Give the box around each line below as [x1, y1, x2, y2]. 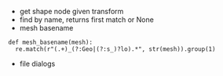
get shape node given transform [19, 7, 124, 16]
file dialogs [19, 59, 56, 68]
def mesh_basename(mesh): [8, 38, 93, 46]
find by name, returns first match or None [19, 15, 155, 24]
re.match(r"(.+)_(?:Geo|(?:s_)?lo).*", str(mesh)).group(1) [15, 45, 216, 53]
